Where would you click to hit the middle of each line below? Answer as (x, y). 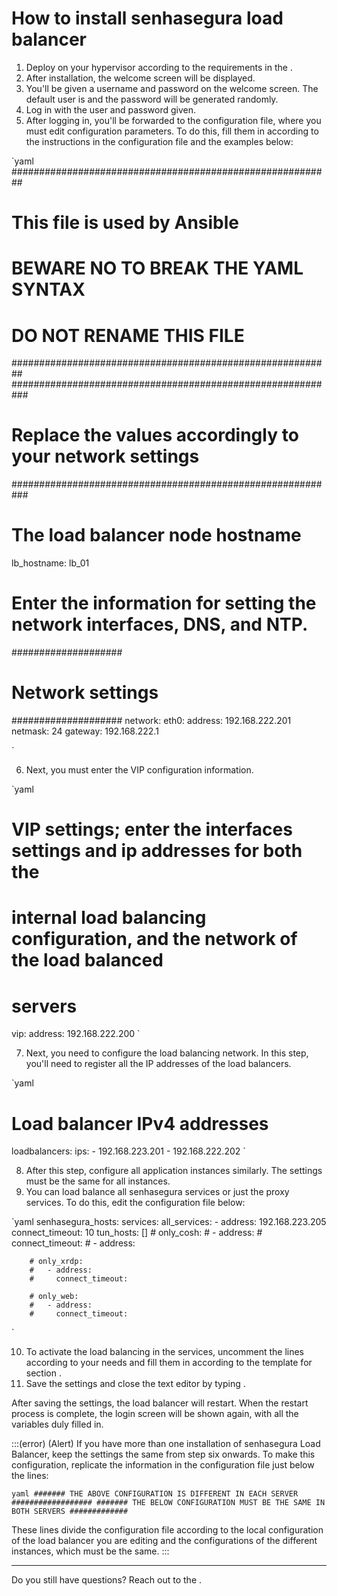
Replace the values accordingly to (155, 435)
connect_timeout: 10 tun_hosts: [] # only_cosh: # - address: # (137, 1233)
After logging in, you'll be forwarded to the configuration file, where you (173, 120)
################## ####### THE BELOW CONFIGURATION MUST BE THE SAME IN (168, 1503)
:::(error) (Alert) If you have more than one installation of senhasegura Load (166, 1444)
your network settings (105, 456)
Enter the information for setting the (164, 603)
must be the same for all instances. (98, 1181)
